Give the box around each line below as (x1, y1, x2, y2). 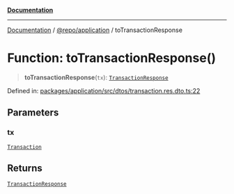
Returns (7, 163, 43, 175)
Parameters (7, 107, 59, 119)
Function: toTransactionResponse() (7, 50, 217, 66)
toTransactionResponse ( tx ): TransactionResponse (24, 73, 169, 81)
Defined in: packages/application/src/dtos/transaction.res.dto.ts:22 (7, 86, 201, 95)
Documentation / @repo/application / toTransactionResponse (7, 26, 183, 34)
